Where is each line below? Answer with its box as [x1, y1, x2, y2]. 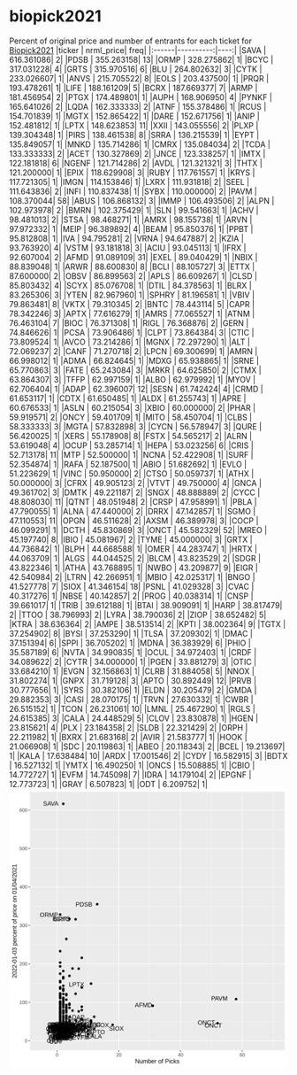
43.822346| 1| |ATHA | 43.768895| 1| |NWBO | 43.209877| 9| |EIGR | [9, 562, 259, 573]
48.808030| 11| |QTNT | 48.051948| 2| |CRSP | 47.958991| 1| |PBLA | [9, 496, 258, 507]
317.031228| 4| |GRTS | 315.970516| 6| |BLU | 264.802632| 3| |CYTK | [9, 64, 263, 74]
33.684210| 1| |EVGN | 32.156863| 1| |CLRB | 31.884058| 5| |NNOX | [9, 666, 255, 677]
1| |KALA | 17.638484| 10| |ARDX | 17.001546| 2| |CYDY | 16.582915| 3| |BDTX [9, 750, 288, 761]
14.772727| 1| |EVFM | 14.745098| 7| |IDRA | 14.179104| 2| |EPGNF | [9, 769, 252, 780]
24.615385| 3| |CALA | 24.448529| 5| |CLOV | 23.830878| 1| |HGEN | [9, 713, 259, 723]
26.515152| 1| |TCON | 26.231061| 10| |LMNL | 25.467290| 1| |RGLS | [9, 703, 256, 714]
